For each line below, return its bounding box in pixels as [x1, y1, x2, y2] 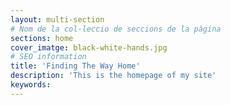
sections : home [10, 33, 74, 43]
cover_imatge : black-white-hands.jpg [10, 42, 168, 53]
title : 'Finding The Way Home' [10, 61, 141, 71]
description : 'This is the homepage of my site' [10, 71, 217, 81]
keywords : [10, 80, 52, 90]
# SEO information [10, 52, 87, 62]
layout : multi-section [10, 14, 105, 25]
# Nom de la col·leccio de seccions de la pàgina [10, 24, 222, 34]
